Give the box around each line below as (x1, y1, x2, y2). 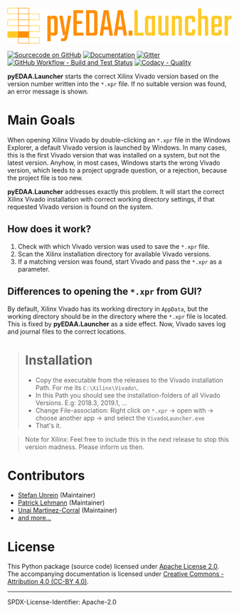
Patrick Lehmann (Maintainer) (17, 498, 105, 507)
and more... (17, 514, 52, 522)
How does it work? (7, 223, 92, 235)
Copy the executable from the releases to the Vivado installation (35, 376, 224, 384)
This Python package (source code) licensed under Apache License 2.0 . (7, 562, 219, 571)
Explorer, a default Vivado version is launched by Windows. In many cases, (7, 143, 228, 152)
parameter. (17, 264, 50, 273)
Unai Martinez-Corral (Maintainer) (17, 506, 117, 515)
